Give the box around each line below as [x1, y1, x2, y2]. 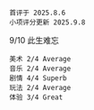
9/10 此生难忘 [9, 35, 60, 45]
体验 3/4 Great [9, 93, 64, 102]
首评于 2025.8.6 [9, 8, 66, 17]
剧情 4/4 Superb [9, 74, 67, 83]
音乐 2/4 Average [9, 64, 72, 73]
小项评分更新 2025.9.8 [9, 18, 86, 27]
